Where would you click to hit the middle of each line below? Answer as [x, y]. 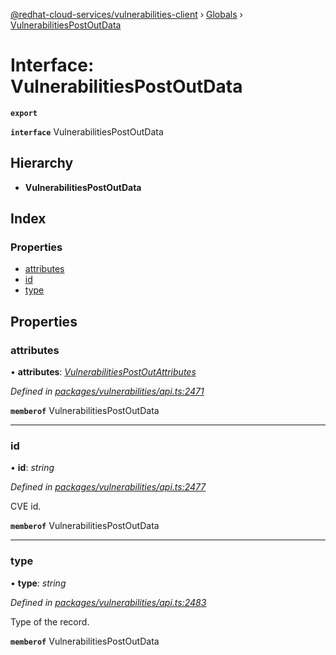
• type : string [38, 583]
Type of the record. [50, 621]
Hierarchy [42, 163]
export [24, 113]
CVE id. [26, 506]
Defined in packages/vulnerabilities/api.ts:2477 [108, 487]
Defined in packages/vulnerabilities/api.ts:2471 [107, 391]
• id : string [32, 468]
